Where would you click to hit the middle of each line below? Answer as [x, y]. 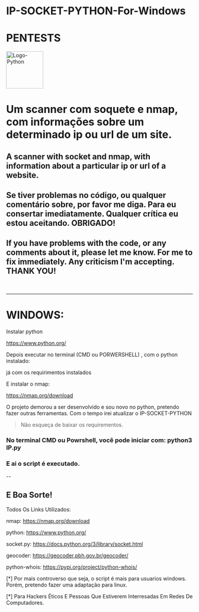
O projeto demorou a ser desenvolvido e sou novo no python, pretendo [93, 407]
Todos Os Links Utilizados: [38, 509]
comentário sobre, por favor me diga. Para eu [91, 205]
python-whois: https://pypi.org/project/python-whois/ [72, 567]
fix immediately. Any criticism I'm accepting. [90, 262]
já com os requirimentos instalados [49, 372]
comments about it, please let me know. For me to [99, 253]
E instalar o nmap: [28, 384]
